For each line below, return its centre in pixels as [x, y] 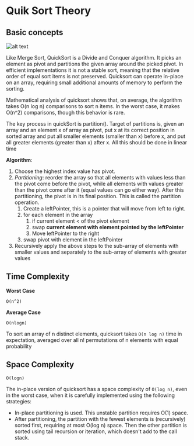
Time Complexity [38, 277]
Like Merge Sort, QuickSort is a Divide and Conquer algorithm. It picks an [94, 58]
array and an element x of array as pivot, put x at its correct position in [90, 130]
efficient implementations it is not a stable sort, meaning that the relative [93, 70]
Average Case [23, 312]
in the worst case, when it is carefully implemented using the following [91, 395]
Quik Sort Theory [49, 11]
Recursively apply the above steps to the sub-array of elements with [96, 246]
